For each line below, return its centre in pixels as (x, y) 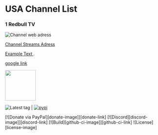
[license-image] (21, 128)
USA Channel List (41, 9)
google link (16, 63)
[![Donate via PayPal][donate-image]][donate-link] (56, 117)
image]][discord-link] (26, 122)
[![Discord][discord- (127, 117)
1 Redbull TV (20, 24)
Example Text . (20, 54)
